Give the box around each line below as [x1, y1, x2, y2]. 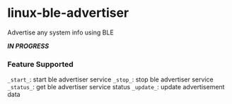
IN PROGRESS [7, 41, 50, 50]
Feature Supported [7, 59, 74, 69]
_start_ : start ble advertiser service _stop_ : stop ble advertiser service [7, 75, 214, 84]
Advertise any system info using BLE [7, 28, 115, 37]
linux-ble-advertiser [7, 5, 129, 21]
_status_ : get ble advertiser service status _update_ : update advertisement [7, 83, 225, 91]
